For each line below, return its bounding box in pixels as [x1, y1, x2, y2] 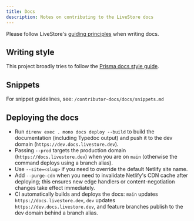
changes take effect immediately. [14, 184, 95, 191]
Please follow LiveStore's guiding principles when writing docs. [6, 30, 159, 37]
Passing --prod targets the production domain [14, 146, 126, 153]
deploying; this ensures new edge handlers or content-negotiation [14, 178, 175, 185]
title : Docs [6, 8, 35, 15]
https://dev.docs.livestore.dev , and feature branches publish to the [14, 203, 183, 210]
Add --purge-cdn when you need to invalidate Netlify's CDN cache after [14, 172, 188, 179]
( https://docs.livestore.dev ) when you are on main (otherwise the [14, 153, 178, 160]
